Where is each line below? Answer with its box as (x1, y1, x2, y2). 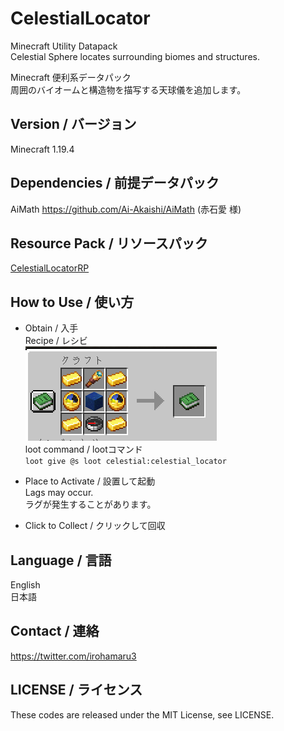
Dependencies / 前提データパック (10, 175, 220, 192)
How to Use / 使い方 (10, 293, 135, 311)
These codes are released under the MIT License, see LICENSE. (10, 708, 275, 721)
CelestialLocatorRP (10, 262, 90, 274)
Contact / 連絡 (10, 623, 100, 640)
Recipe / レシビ (24, 335, 88, 347)
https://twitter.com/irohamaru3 (10, 650, 137, 662)
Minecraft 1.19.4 (10, 143, 75, 155)
